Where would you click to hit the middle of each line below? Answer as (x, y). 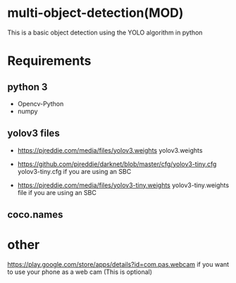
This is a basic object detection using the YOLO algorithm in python (105, 32)
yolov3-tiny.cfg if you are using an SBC (74, 171)
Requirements (49, 61)
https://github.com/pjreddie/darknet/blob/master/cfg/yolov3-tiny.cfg (117, 164)
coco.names (35, 215)
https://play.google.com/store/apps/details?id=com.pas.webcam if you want (118, 265)
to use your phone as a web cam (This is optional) (80, 272)
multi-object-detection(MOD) (95, 13)
